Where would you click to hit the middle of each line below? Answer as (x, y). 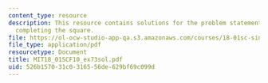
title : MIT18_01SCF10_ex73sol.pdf (66, 60)
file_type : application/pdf (55, 45)
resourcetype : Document (48, 52)
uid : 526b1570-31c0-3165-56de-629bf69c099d (82, 67)
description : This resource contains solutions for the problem (117, 23)
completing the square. (55, 30)
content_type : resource (48, 15)
